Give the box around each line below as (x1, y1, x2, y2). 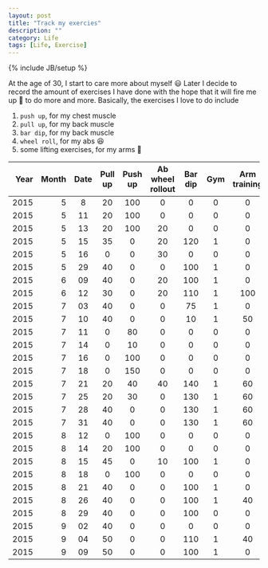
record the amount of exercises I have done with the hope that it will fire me (8, 87, 257, 96)
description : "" (8, 26, 62, 34)
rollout (150, 184, 175, 195)
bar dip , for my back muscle (19, 128, 114, 138)
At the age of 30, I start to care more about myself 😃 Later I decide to (8, 79, 238, 88)
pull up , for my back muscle (19, 119, 114, 129)
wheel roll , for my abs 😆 (19, 136, 104, 146)
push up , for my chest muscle (19, 111, 116, 120)
